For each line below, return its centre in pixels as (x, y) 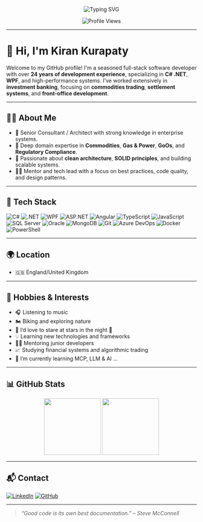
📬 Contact (27, 478)
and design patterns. (41, 177)
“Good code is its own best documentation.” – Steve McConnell (100, 513)
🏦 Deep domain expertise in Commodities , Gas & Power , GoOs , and (100, 145)
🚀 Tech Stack (31, 202)
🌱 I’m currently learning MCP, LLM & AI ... (66, 358)
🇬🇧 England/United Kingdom (52, 272)
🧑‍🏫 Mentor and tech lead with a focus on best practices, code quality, (102, 171)
